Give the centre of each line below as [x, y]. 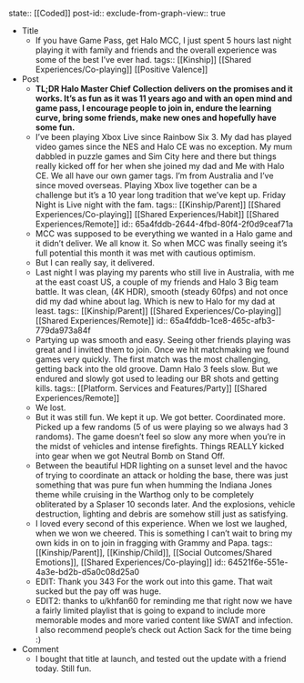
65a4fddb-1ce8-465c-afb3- [223, 321]
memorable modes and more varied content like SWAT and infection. [164, 620]
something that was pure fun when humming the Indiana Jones [153, 485]
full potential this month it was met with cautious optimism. [145, 253]
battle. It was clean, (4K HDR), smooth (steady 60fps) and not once [162, 291]
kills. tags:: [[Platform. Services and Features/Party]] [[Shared [151, 388]
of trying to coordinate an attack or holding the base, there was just [162, 475]
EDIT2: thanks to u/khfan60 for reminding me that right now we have [164, 601]
